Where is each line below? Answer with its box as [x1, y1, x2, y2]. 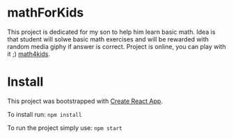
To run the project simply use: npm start [7, 123, 123, 132]
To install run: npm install [7, 110, 82, 118]
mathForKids [7, 5, 84, 21]
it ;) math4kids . [7, 50, 51, 58]
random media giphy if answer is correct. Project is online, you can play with [7, 42, 226, 50]
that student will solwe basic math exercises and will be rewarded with [7, 35, 209, 43]
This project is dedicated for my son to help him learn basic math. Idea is [7, 28, 216, 36]
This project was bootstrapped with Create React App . [7, 97, 163, 105]
